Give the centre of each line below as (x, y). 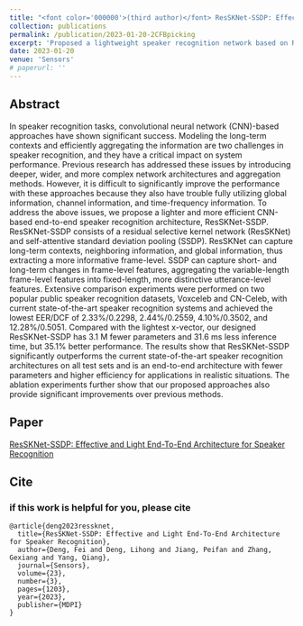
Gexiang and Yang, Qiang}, (60, 558)
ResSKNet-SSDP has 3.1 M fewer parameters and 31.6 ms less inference (143, 336)
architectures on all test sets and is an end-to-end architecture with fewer (146, 365)
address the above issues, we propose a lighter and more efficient (132, 212)
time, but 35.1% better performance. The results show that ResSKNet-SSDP (150, 346)
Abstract (35, 104)
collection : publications (58, 26)
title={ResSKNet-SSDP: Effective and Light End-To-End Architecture (149, 534)
